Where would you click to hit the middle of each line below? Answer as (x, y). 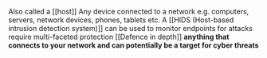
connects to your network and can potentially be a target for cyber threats (133, 45)
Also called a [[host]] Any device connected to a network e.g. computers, (129, 12)
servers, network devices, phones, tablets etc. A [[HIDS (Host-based (121, 20)
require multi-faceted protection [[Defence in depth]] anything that (119, 37)
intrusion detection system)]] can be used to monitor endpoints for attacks (131, 28)
